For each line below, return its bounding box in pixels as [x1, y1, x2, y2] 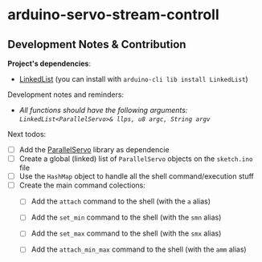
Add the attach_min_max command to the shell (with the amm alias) [31, 244, 247, 254]
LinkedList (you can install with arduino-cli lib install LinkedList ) [18, 75, 248, 83]
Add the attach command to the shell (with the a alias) [31, 196, 211, 206]
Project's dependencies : [7, 58, 92, 68]
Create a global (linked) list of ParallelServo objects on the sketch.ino [18, 154, 253, 163]
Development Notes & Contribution [7, 38, 186, 51]
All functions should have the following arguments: [18, 106, 188, 115]
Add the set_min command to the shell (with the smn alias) [31, 212, 222, 222]
